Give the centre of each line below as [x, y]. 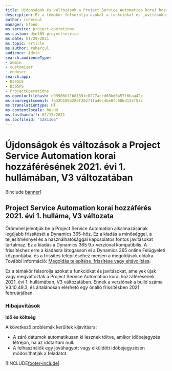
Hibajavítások [23, 306]
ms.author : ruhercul [27, 48]
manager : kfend [21, 24]
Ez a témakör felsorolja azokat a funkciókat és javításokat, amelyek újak [81, 271]
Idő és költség [20, 317]
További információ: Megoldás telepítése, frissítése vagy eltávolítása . [78, 261]
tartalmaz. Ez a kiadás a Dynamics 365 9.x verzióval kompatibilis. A [76, 244]
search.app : [18, 77]
